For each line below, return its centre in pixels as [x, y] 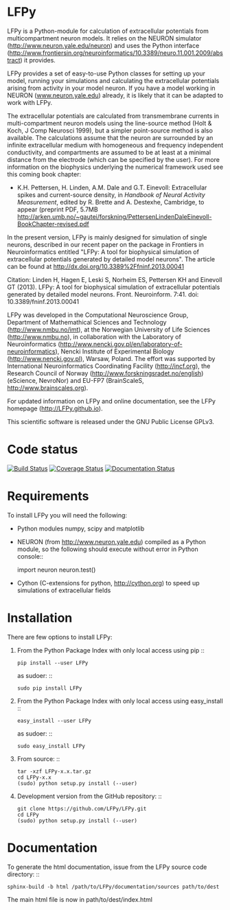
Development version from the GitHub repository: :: [90, 796]
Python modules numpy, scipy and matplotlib [81, 528]
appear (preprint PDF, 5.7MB [57, 209]
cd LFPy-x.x [34, 777]
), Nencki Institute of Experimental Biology [114, 351]
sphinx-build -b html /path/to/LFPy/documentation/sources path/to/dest [113, 887]
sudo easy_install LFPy [51, 746]
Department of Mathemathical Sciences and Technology [87, 322]
